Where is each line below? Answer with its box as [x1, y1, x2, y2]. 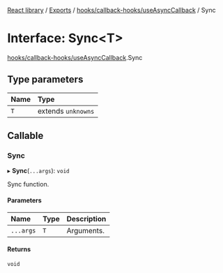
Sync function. [7, 180, 49, 189]
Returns [7, 245, 31, 253]
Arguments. [66, 226, 105, 235]
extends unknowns [37, 106, 95, 116]
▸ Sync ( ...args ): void [7, 167, 70, 175]
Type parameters [7, 73, 84, 86]
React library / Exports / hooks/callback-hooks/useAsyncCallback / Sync [7, 6, 216, 14]
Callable [7, 130, 44, 142]
